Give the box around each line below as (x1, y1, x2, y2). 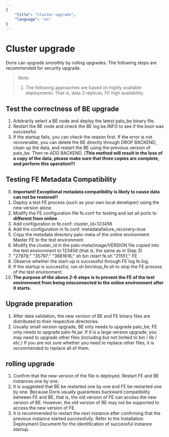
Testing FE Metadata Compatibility (6, 175, 117, 184)
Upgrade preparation (6, 300, 73, 308)
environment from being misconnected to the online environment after (13, 279, 164, 285)
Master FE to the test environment (13, 237, 83, 243)
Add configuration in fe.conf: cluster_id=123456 (13, 221, 113, 227)
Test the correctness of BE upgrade (6, 104, 119, 113)
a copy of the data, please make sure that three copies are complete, (13, 156, 159, 161)
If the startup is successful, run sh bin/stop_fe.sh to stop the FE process (13, 263, 162, 269)
